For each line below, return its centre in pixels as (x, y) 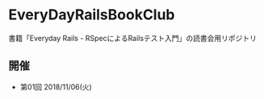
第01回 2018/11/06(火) (56, 87)
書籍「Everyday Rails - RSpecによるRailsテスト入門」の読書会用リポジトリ (132, 38)
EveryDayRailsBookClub (92, 15)
